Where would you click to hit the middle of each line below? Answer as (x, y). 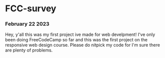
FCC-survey (31, 9)
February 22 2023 (27, 24)
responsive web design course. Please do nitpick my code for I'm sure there (83, 45)
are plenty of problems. (29, 50)
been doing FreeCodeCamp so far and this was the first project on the (76, 40)
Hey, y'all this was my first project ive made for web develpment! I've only (80, 34)
